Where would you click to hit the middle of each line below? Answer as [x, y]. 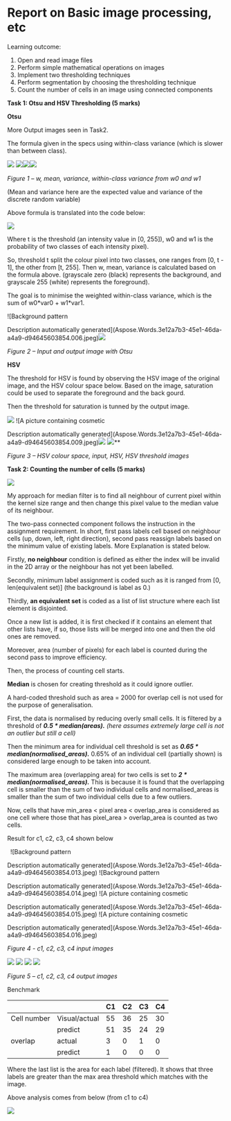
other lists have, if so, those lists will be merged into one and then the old [111, 629]
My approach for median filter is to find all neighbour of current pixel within [114, 495]
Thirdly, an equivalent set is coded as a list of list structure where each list [113, 600]
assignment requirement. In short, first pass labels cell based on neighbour [114, 531]
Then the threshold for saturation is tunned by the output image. [99, 406]
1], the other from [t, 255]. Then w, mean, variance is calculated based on [112, 267]
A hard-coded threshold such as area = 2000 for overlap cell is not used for [115, 697]
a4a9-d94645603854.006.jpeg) [53, 338]
